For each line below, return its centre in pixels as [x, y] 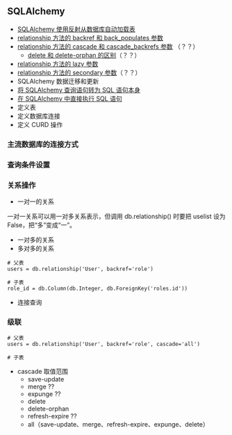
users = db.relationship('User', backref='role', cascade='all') [103, 344]
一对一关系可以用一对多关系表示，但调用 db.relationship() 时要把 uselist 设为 [116, 216]
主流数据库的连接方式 [43, 144]
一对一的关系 [35, 202]
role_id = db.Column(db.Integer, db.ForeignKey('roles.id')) [98, 288]
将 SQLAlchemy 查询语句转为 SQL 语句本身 [79, 90]
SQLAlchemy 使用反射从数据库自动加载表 [76, 29]
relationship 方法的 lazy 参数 [58, 64]
